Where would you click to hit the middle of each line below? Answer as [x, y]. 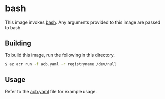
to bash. [14, 27]
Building [18, 43]
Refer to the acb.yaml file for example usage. [51, 92]
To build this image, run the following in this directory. [60, 55]
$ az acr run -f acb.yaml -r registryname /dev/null [61, 64]
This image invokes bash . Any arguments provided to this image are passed [83, 22]
